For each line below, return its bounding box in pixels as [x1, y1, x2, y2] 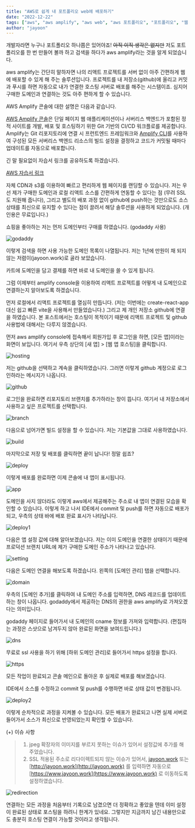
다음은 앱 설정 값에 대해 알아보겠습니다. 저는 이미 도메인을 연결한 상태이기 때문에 [6, 536, 188, 543]
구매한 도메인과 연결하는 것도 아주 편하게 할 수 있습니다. [6, 91, 132, 98]
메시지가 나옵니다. [26, 372, 67, 379]
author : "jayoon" [6, 25, 48, 31]
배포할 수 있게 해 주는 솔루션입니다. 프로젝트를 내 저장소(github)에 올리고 [12, 76, 177, 83]
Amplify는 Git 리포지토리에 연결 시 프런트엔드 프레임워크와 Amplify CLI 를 [6, 130, 172, 137]
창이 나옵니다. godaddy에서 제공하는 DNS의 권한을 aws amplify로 [16, 598, 168, 605]
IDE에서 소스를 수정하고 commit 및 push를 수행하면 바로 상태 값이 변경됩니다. [6, 685, 182, 692]
